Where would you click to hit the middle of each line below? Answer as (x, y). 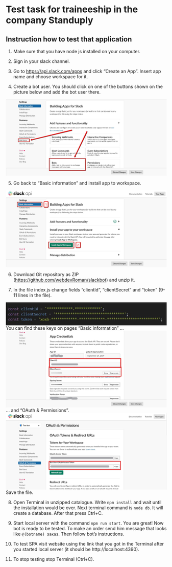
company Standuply (50, 20)
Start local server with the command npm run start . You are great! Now (88, 523)
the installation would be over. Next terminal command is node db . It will (88, 508)
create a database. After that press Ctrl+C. (58, 513)
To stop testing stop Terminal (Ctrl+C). (54, 559)
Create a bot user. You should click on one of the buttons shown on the (88, 86)
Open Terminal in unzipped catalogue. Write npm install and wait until (87, 503)
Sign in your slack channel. (42, 61)
